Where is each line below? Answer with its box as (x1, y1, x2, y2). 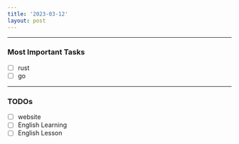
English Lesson (17, 129, 63, 138)
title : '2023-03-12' (7, 10, 69, 18)
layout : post (7, 17, 46, 24)
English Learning (17, 120, 68, 129)
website (17, 113, 41, 121)
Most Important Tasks (7, 47, 85, 57)
